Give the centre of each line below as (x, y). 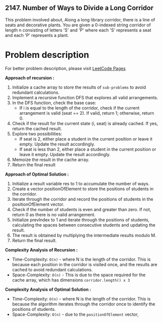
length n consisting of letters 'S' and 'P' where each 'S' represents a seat (78, 30)
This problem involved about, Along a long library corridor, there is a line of (80, 19)
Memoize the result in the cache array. (51, 160)
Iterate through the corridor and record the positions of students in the (82, 199)
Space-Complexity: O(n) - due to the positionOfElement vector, (75, 314)
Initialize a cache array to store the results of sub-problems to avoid (79, 87)
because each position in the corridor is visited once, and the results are (84, 264)
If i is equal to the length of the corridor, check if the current (79, 108)
